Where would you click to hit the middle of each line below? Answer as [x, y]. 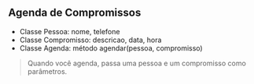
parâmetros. [47, 71]
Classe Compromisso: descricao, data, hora [90, 40]
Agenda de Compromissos [75, 13]
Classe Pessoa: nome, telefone [70, 31]
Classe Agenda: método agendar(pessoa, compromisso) [111, 48]
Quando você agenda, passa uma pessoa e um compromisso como [136, 63]
